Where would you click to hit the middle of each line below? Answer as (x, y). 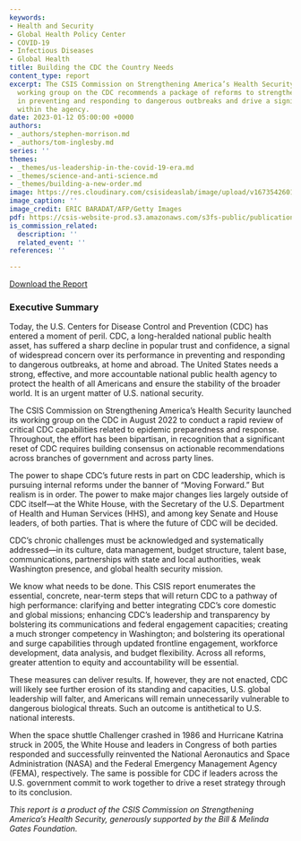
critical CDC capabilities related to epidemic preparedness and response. (144, 430)
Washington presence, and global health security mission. (116, 569)
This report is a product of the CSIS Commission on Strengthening (132, 810)
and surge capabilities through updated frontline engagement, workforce (144, 644)
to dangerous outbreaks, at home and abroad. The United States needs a (144, 365)
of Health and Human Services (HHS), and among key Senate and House (144, 514)
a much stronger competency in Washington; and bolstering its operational (147, 634)
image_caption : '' (43, 201)
